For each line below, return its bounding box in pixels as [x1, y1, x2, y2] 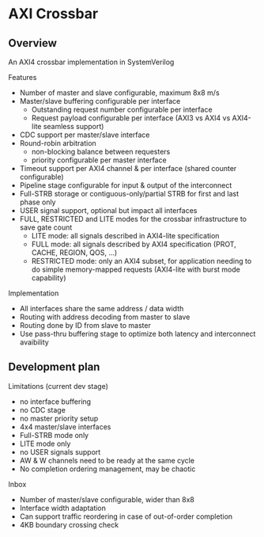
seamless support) [43, 122, 104, 131]
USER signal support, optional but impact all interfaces [19, 206, 198, 215]
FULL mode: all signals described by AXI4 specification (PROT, [31, 239, 237, 249]
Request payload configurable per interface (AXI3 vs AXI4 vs [31, 113, 231, 123]
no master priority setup [19, 413, 99, 423]
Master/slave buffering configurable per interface [19, 97, 181, 105]
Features [8, 73, 37, 82]
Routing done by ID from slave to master [19, 321, 152, 329]
